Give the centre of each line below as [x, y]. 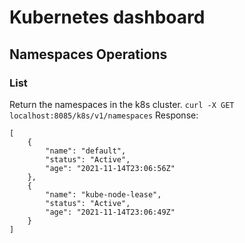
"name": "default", [86, 151]
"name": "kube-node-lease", [103, 194]
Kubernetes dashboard [107, 17]
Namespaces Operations [88, 54]
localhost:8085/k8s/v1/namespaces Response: [104, 115]
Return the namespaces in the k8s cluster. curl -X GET [122, 104]
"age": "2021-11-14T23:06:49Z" [110, 212]
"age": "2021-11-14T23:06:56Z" [110, 168]
